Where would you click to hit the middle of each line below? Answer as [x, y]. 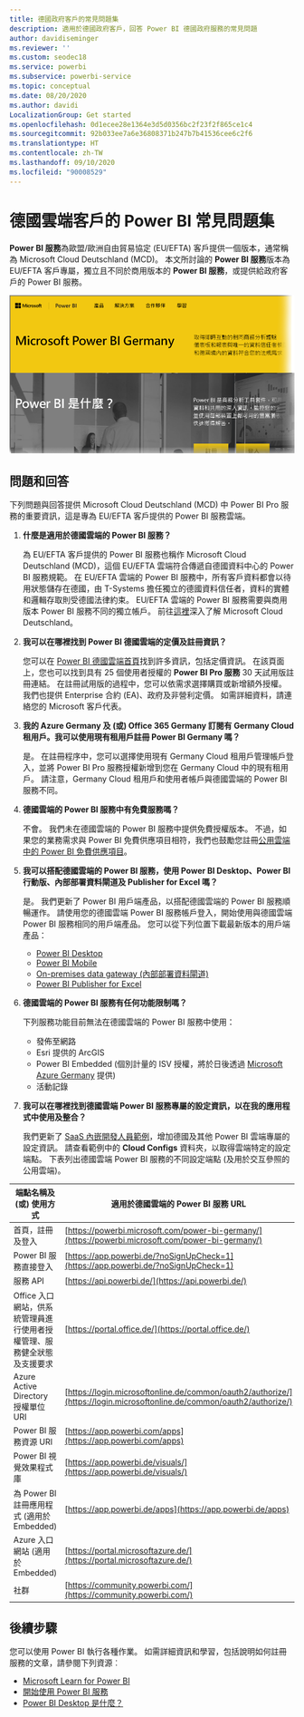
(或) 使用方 [35, 1203]
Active [25, 1386]
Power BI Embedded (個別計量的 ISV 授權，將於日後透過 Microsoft [159, 1064]
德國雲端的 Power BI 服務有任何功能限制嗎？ [105, 1003]
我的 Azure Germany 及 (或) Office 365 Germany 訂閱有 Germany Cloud [158, 726]
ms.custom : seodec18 [48, 58]
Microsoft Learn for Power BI [76, 1681]
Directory [30, 1395]
